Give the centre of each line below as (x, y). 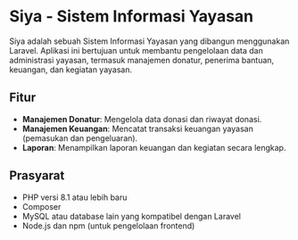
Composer (41, 206)
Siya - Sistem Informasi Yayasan (132, 17)
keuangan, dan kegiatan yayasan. (71, 70)
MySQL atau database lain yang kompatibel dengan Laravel (131, 216)
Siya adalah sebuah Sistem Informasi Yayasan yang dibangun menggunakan (149, 41)
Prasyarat (37, 176)
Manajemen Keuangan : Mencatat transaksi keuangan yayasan (138, 128)
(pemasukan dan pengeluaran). (80, 138)
